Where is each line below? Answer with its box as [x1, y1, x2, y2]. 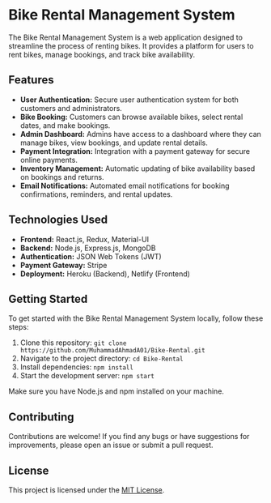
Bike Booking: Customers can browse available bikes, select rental [19, 112, 243, 121]
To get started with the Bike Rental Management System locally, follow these [8, 313, 264, 323]
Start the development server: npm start [19, 371, 155, 381]
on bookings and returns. [19, 172, 104, 181]
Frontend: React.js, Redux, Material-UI [19, 234, 150, 244]
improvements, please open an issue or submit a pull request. [8, 440, 214, 450]
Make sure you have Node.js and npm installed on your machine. [8, 386, 225, 396]
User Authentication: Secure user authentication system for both [19, 95, 239, 104]
